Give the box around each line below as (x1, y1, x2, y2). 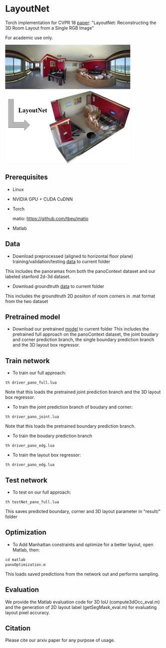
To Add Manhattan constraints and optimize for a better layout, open (12, 541, 153, 547)
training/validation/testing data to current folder (12, 258, 110, 264)
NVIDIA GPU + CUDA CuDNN (12, 196, 73, 202)
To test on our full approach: (12, 490, 71, 496)
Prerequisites (5, 173, 48, 182)
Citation (5, 624, 31, 632)
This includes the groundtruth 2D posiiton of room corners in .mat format (5, 293, 155, 299)
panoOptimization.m (5, 562, 46, 567)
